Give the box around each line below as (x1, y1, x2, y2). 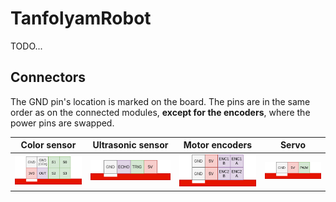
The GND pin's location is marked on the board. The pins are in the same (10, 95, 311, 107)
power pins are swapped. (10, 117, 115, 129)
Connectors (10, 69, 87, 86)
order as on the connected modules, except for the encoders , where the (10, 106, 311, 118)
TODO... (10, 40, 43, 52)
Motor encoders (183, 139, 253, 151)
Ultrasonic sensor (92, 139, 169, 151)
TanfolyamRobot (10, 7, 152, 30)
